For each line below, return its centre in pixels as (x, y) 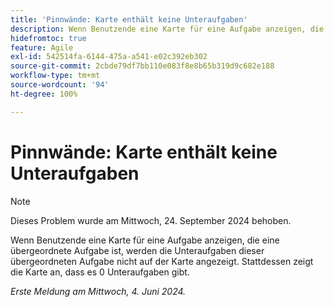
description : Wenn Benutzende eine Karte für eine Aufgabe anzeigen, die (167, 29)
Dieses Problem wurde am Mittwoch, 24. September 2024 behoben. (151, 220)
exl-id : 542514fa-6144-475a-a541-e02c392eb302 (109, 57)
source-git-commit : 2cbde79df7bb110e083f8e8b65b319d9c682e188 (142, 66)
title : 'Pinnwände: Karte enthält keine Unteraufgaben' (129, 19)
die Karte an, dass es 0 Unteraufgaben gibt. (100, 272)
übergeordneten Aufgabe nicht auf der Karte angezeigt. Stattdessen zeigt (162, 261)
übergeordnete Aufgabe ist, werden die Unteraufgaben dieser (137, 250)
